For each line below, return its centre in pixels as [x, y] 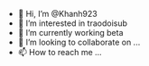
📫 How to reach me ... [60, 52]
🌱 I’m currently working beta [70, 33]
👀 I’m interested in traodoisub [73, 23]
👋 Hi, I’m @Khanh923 [57, 14]
